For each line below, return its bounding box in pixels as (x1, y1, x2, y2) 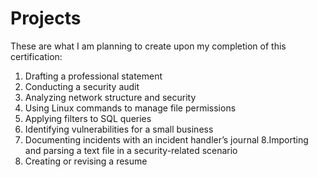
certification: (10, 50, 63, 62)
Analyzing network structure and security (24, 91, 197, 103)
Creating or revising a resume (24, 155, 148, 167)
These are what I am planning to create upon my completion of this (10, 40, 287, 52)
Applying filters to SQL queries (24, 112, 152, 124)
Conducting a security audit (24, 80, 140, 92)
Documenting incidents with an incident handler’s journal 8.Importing (24, 133, 309, 146)
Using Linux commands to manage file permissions (24, 102, 237, 114)
